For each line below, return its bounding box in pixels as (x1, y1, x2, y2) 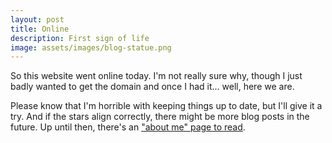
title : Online (10, 24, 70, 34)
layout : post (10, 14, 65, 25)
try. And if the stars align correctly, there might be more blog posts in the (10, 111, 310, 123)
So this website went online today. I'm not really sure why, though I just (10, 70, 303, 82)
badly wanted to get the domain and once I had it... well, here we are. (10, 81, 295, 93)
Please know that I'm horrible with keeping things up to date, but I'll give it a (10, 100, 323, 112)
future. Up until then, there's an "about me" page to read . (10, 121, 246, 133)
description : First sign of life (10, 33, 150, 43)
